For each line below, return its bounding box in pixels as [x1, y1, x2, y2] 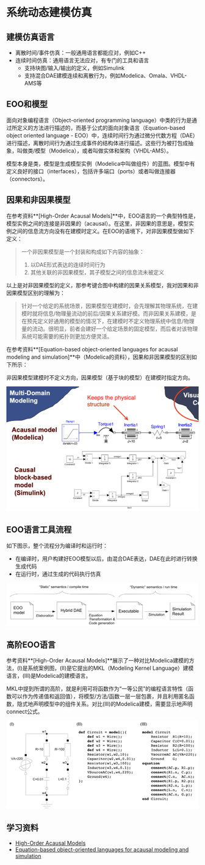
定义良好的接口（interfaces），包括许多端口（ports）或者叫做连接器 [6, 167, 176, 174]
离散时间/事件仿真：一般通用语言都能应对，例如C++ [15, 49, 146, 56]
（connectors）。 [6, 175, 49, 182]
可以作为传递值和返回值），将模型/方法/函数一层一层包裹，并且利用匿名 [11, 693, 190, 700]
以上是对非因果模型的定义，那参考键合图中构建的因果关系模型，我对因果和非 [6, 281, 199, 289]
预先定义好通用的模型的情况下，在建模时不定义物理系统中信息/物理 [26, 317, 195, 325]
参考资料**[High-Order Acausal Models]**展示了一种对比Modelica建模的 [6, 657, 189, 664]
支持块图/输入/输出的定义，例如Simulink [24, 65, 125, 71]
